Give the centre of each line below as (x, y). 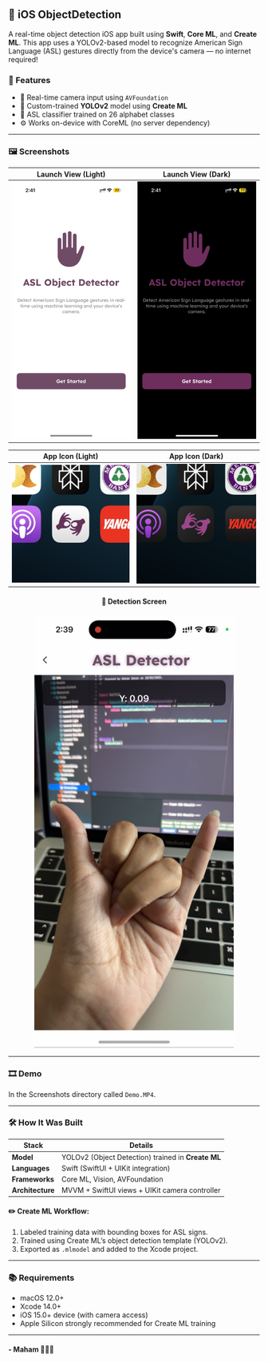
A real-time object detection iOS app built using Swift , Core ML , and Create (133, 34)
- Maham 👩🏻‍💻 (31, 1349)
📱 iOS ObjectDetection (65, 15)
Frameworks (33, 1179)
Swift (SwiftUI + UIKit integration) (116, 1168)
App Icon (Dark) (196, 457)
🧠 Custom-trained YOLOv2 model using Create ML (103, 106)
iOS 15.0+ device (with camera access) (84, 1315)
